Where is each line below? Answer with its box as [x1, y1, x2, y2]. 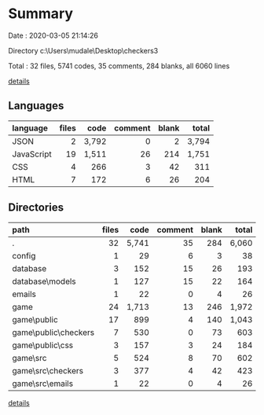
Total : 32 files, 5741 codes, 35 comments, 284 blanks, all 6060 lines [8, 61, 230, 71]
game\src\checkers [12, 365, 84, 376]
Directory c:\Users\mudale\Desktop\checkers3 [8, 46, 159, 55]
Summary [8, 5, 73, 23]
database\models [12, 276, 76, 287]
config [12, 250, 36, 261]
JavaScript [12, 149, 53, 160]
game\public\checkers [12, 327, 95, 338]
